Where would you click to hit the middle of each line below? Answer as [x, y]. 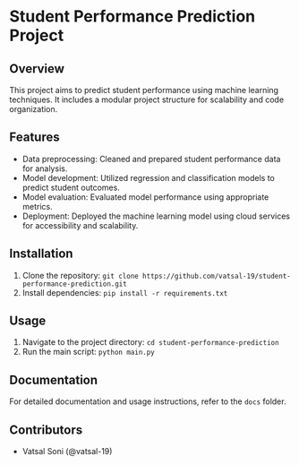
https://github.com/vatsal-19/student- [216, 276]
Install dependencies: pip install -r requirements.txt [125, 292]
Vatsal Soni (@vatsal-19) [67, 452]
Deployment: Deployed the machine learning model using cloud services [156, 216]
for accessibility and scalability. [80, 225]
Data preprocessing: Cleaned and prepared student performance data [151, 159]
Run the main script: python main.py [88, 352]
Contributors [46, 430]
